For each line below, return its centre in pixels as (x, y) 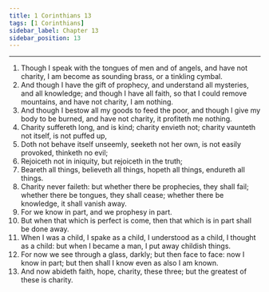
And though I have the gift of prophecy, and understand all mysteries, (135, 85)
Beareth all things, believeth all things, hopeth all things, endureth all (133, 170)
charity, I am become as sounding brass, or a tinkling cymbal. (121, 77)
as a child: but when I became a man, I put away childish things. (125, 246)
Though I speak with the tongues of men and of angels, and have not (134, 68)
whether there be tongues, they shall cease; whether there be (122, 195)
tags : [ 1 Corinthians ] (47, 23)
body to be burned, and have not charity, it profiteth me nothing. (126, 119)
